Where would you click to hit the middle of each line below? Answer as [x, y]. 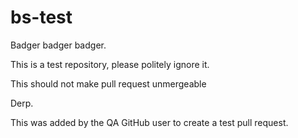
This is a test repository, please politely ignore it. [110, 64]
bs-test [41, 17]
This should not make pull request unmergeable [108, 83]
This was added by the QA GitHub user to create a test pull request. [149, 122]
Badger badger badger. [58, 45]
